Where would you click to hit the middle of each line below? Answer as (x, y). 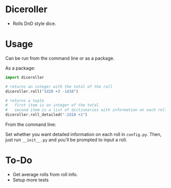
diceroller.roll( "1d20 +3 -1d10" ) (42, 91)
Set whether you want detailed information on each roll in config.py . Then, (83, 134)
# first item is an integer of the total (52, 105)
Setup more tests (31, 180)
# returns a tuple (25, 100)
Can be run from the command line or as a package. (60, 58)
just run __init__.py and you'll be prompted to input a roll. (66, 140)
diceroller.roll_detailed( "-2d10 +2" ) (46, 115)
